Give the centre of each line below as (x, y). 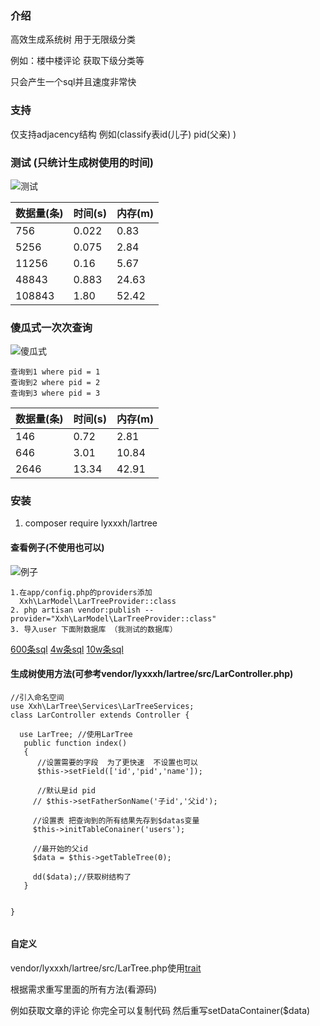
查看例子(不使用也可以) (57, 548)
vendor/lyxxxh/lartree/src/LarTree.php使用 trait (106, 968)
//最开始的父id (60, 848)
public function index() (75, 743)
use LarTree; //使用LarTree (76, 734)
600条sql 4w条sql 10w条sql (67, 649)
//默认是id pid (66, 790)
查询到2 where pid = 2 (55, 383)
